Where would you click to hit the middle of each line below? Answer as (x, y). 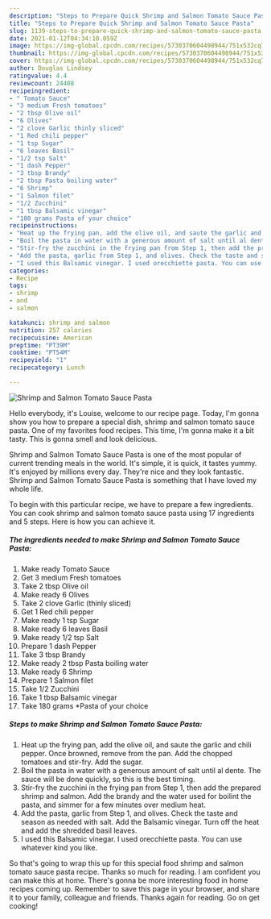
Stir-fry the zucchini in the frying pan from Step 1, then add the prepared (141, 788)
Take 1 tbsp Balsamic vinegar (69, 697)
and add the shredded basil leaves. (79, 830)
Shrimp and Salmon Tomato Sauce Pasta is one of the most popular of (125, 454)
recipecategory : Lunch (47, 368)
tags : (18, 286)
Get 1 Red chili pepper (57, 611)
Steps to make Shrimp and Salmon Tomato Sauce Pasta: (106, 724)
